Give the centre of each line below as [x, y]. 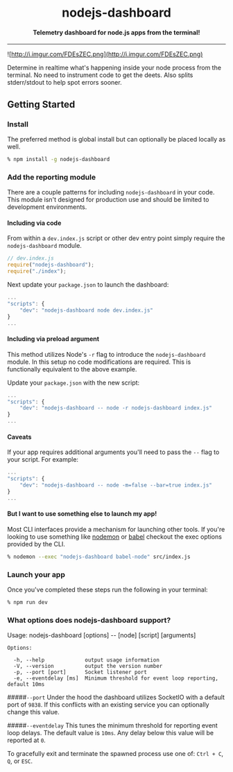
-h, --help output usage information [86, 660]
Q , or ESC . [20, 761]
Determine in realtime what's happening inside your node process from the [114, 68]
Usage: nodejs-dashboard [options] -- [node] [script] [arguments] [102, 635]
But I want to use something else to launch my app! [82, 514]
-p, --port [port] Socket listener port [80, 672]
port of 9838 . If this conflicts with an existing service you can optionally [108, 705]
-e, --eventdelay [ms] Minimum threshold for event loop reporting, [116, 678]
